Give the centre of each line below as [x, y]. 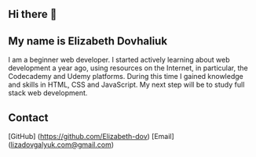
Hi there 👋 [33, 14]
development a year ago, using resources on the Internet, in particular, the [128, 68]
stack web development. [48, 93]
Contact [28, 118]
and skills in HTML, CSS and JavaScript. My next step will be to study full [126, 85]
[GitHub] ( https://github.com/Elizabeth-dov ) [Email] [91, 137]
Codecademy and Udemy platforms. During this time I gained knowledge [126, 77]
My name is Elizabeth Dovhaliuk [88, 41]
